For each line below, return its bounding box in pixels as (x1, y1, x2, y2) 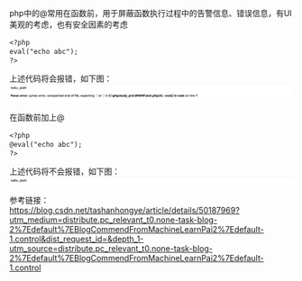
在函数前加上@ (9, 112, 65, 122)
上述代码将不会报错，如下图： (9, 166, 120, 177)
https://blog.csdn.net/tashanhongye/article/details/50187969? (9, 204, 241, 215)
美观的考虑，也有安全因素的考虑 (9, 19, 128, 30)
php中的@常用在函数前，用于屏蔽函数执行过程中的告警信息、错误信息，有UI (9, 8, 293, 18)
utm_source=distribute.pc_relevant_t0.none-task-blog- (9, 242, 214, 254)
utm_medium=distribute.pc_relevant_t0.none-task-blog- (9, 214, 218, 225)
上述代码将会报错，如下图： (9, 73, 113, 84)
